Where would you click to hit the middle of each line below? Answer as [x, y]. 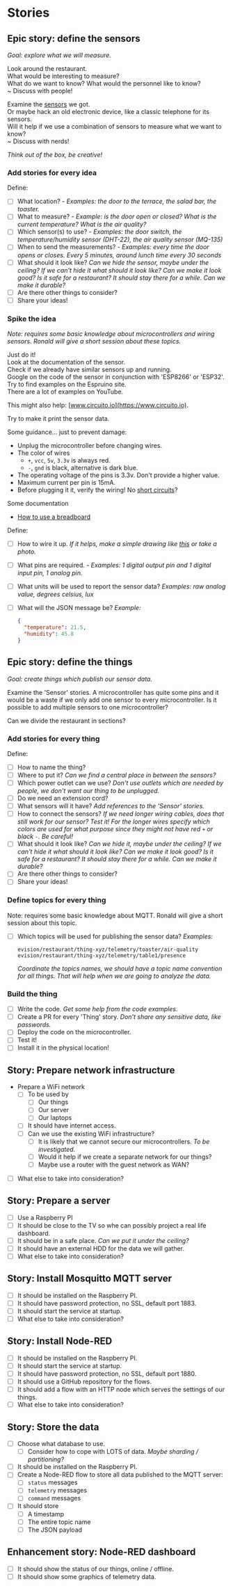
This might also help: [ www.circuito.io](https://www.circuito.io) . [98, 406]
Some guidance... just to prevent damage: [67, 432]
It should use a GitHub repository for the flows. [84, 1381]
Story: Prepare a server [59, 1201]
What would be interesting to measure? [63, 76]
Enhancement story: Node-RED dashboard [102, 1552]
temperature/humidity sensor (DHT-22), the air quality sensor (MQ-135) [120, 240]
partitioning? [46, 1459]
